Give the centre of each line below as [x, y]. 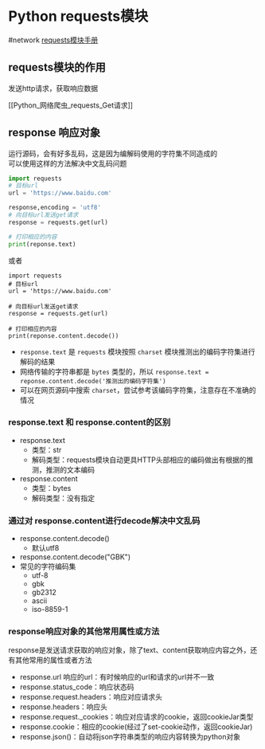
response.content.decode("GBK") [75, 557]
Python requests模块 [78, 16]
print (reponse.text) [43, 244]
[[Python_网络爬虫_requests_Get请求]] [71, 105]
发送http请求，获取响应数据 [53, 88]
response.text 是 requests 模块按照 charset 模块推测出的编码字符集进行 [137, 351]
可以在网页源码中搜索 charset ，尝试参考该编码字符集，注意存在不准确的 [138, 390]
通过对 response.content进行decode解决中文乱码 [104, 520]
